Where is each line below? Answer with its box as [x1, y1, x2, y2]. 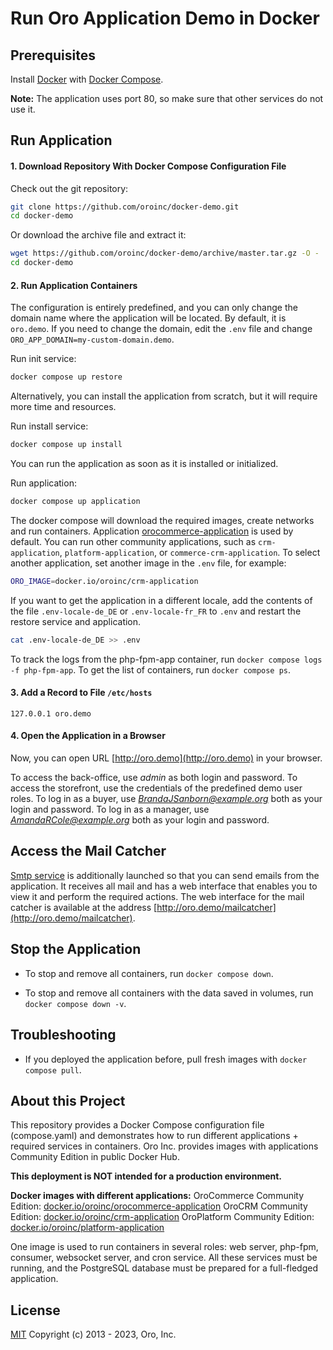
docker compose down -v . [24, 997, 127, 1009]
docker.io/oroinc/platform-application [10, 1222, 165, 1234]
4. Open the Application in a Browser [10, 730, 166, 742]
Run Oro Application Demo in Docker [10, 7, 320, 30]
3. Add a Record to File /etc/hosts [10, 687, 153, 699]
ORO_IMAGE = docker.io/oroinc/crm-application [10, 576, 199, 586]
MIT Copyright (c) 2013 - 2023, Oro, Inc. [10, 1328, 177, 1341]
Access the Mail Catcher [10, 843, 167, 860]
